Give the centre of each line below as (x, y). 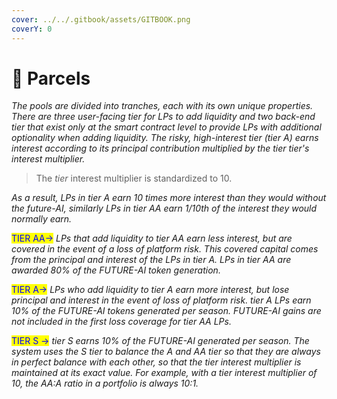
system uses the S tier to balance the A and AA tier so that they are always (166, 352)
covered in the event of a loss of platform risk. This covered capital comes (165, 249)
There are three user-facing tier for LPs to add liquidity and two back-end (163, 117)
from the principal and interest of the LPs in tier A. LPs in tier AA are (151, 260)
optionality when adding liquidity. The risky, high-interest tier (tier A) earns (165, 138)
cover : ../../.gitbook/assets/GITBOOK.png (101, 19)
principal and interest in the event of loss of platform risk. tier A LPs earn (161, 300)
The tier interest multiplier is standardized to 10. (134, 178)
